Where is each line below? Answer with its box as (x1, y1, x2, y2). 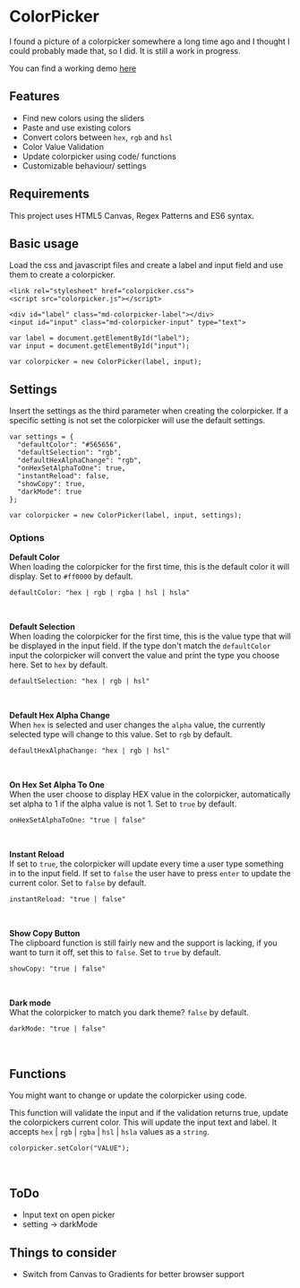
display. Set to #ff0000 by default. (9, 571, 133, 582)
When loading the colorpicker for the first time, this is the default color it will (9, 561, 289, 572)
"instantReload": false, (17, 472, 110, 481)
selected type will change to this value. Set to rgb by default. (9, 729, 233, 740)
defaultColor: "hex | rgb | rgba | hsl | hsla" (9, 588, 191, 597)
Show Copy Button (9, 928, 81, 939)
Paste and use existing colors (21, 122, 132, 133)
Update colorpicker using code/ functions (21, 151, 176, 161)
